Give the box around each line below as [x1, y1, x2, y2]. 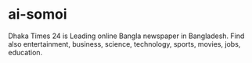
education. [8, 47, 43, 57]
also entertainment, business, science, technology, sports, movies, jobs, [8, 39, 241, 48]
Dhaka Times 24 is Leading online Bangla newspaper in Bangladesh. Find [8, 31, 245, 40]
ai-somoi [8, 5, 68, 23]
